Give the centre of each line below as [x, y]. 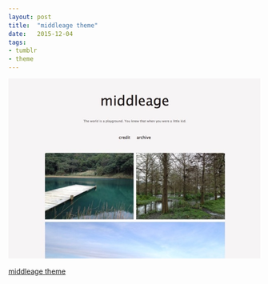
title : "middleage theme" [53, 25]
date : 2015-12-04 [41, 34]
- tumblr [23, 51]
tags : [17, 42]
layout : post [30, 17]
